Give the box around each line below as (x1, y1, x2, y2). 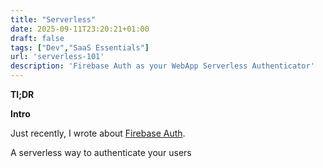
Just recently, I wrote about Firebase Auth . (10, 127, 186, 139)
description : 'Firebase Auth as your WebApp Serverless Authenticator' (10, 61, 315, 71)
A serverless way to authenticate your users (10, 147, 192, 158)
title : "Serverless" (10, 14, 97, 25)
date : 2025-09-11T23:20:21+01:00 (10, 24, 150, 34)
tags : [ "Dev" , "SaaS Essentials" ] (10, 42, 150, 53)
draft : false (10, 33, 65, 43)
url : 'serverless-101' (10, 52, 105, 62)
